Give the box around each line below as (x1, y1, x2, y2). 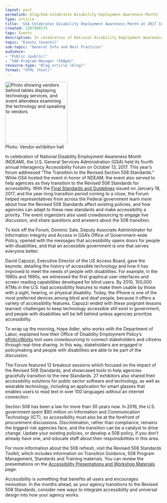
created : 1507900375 (5, 26, 48, 31)
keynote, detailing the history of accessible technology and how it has (5, 263, 149, 269)
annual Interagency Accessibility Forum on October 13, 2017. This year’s (5, 164, 152, 170)
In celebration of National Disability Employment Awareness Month (5, 153, 142, 159)
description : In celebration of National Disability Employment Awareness (5, 35, 164, 40)
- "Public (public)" (5, 53, 48, 59)
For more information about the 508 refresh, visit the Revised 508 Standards (5, 445, 162, 451)
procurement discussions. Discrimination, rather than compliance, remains (5, 420, 158, 425)
